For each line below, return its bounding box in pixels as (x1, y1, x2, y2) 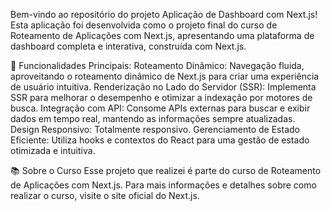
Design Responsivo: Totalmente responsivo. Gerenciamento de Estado (10, 124, 300, 135)
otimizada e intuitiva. (10, 145, 96, 156)
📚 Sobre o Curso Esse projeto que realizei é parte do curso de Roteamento (10, 165, 322, 176)
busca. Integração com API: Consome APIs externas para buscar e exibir (10, 102, 311, 114)
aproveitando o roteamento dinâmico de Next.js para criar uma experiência (10, 70, 320, 82)
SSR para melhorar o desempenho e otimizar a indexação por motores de (10, 92, 313, 103)
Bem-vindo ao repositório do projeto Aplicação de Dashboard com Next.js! (10, 9, 318, 20)
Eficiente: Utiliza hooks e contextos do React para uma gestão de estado (10, 134, 310, 146)
